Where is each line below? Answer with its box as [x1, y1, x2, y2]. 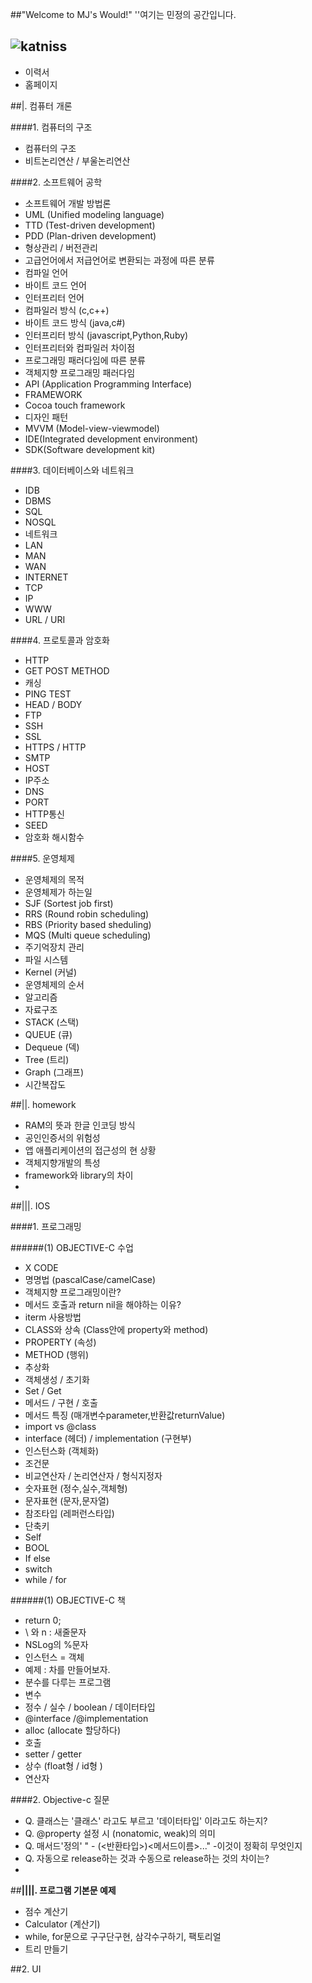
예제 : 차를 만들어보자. [24, 1663, 111, 1675]
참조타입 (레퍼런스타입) [24, 1507, 115, 1519]
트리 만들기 [24, 1943, 69, 1955]
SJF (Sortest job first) [24, 897, 114, 909]
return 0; [24, 1614, 62, 1626]
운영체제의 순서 [24, 978, 85, 990]
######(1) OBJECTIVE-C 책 [10, 1594, 126, 1606]
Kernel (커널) [24, 966, 78, 978]
